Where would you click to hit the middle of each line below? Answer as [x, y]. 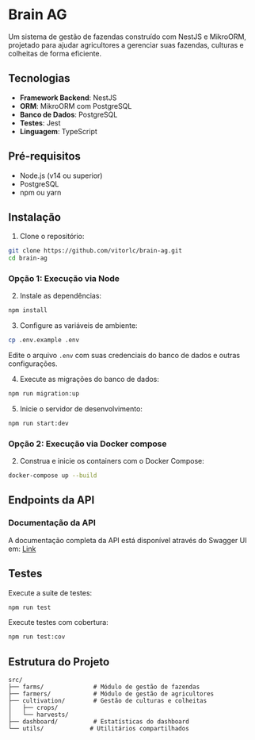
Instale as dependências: [60, 296]
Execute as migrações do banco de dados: [89, 380]
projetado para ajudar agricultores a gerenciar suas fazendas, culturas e [126, 44]
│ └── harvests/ [38, 715]
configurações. [33, 364]
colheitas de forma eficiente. [55, 53]
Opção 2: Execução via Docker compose [88, 444]
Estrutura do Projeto [59, 662]
